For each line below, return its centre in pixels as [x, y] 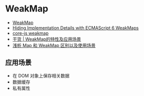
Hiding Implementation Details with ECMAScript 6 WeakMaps [75, 27]
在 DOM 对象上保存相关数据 [41, 75]
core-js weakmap [30, 33]
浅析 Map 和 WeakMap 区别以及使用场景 [54, 45]
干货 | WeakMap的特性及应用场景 [47, 39]
